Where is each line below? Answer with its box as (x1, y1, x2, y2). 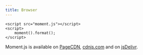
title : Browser (5, 7, 38, 13)
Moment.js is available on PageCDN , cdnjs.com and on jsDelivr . (5, 44, 138, 50)
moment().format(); (14, 30, 56, 36)
